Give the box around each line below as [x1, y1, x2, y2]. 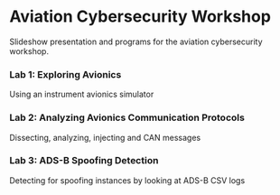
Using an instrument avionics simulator [9, 88, 154, 100]
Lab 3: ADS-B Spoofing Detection [9, 154, 159, 167]
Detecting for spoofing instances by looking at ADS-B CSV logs [9, 174, 246, 186]
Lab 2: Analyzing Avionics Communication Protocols [9, 111, 246, 124]
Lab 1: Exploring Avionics [9, 68, 122, 80]
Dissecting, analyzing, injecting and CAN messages [9, 132, 201, 143]
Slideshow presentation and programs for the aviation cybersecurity [9, 36, 264, 47]
